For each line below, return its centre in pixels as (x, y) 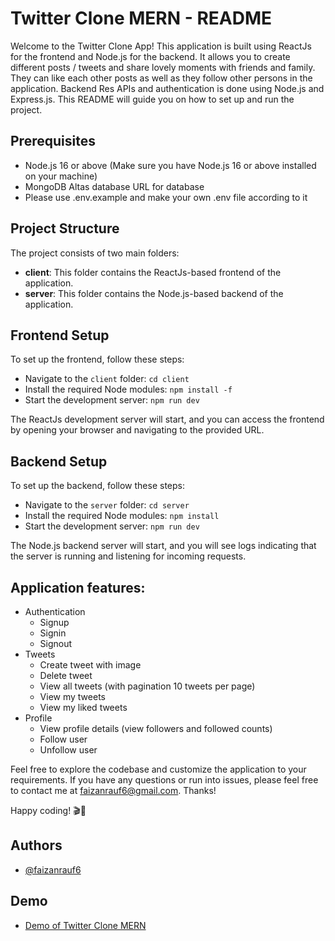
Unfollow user (68, 750)
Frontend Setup (60, 335)
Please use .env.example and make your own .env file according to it (166, 197)
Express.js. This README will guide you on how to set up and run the (152, 99)
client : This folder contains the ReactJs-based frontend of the (153, 272)
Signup (54, 622)
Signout (56, 643)
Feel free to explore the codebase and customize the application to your (158, 769)
